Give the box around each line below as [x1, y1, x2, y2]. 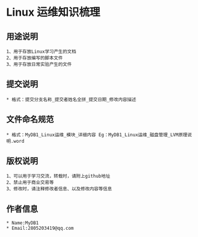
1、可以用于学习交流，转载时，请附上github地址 [6, 173, 111, 179]
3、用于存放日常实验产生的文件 [6, 61, 72, 67]
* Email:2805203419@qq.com [6, 226, 74, 232]
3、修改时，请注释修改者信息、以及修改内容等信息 [6, 186, 113, 192]
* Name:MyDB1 [6, 220, 39, 226]
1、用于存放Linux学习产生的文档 [6, 49, 76, 55]
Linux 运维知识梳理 [6, 5, 101, 19]
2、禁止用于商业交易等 [6, 179, 54, 186]
